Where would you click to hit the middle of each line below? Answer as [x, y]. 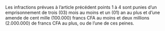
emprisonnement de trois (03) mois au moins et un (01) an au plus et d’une [83, 12]
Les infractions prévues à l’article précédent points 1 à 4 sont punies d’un [81, 7]
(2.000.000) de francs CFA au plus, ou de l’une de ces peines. [70, 23]
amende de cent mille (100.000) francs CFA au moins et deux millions [77, 18]
